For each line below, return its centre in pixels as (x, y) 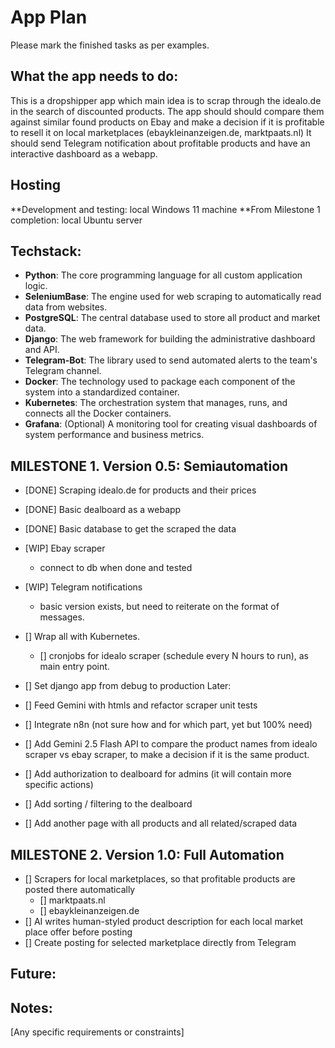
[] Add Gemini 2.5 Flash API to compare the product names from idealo (171, 744)
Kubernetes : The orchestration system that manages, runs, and (156, 403)
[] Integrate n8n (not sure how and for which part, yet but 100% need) (168, 725)
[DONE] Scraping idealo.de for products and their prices (140, 490)
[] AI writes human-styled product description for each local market (164, 921)
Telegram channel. (63, 371)
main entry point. (74, 667)
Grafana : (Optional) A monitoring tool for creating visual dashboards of (171, 424)
